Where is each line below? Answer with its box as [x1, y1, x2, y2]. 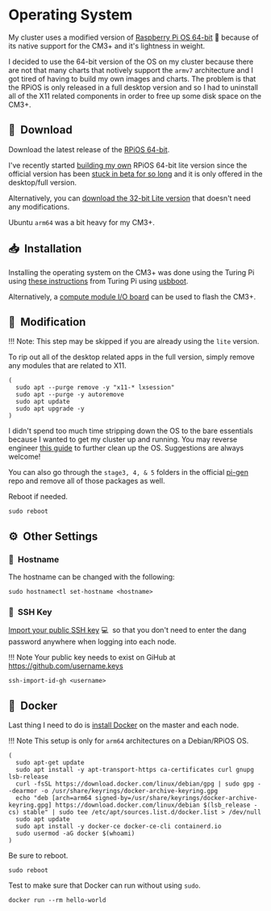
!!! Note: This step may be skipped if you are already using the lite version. [8, 337, 260, 346]
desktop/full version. [8, 177, 77, 187]
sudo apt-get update [15, 759, 85, 767]
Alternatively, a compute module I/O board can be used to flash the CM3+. [8, 291, 256, 301]
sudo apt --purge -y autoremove [15, 391, 125, 399]
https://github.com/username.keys [8, 661, 123, 671]
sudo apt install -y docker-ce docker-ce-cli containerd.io [15, 823, 222, 831]
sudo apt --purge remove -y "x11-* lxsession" [15, 383, 175, 392]
